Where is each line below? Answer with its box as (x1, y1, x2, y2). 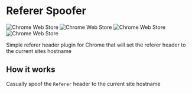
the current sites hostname (6, 47, 72, 54)
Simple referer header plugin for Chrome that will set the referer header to (6, 41, 186, 48)
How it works (6, 65, 56, 75)
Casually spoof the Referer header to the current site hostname (6, 80, 161, 87)
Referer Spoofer (6, 4, 87, 18)
